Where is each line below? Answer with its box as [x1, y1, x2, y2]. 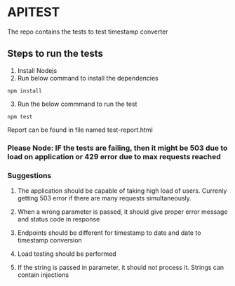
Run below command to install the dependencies [17, 74, 159, 82]
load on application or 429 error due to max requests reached [7, 151, 221, 161]
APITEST [7, 4, 60, 20]
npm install [7, 87, 42, 95]
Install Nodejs [17, 66, 58, 74]
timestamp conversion [17, 236, 82, 244]
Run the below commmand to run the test [17, 100, 137, 108]
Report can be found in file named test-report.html [7, 125, 153, 134]
